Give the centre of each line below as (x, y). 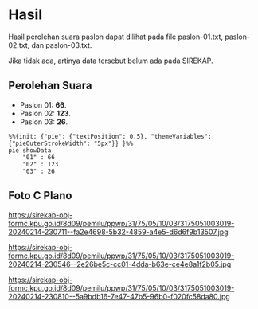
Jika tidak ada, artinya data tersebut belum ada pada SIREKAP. (111, 61)
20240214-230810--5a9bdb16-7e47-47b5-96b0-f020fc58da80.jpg (119, 296)
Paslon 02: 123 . (45, 113)
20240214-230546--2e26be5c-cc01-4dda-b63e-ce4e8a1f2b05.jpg (120, 264)
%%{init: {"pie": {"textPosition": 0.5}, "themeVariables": (110, 136)
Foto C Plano (40, 196)
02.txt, (19, 45)
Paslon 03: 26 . (44, 122)
